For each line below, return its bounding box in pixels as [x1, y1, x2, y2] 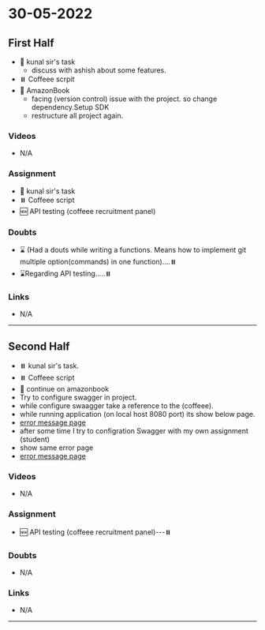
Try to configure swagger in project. [19, 392, 137, 402]
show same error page [19, 443, 94, 452]
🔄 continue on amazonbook [19, 384, 110, 393]
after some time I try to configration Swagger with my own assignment [19, 426, 248, 435]
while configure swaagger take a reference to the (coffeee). [19, 401, 215, 411]
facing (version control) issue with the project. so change [31, 94, 218, 103]
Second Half [8, 339, 70, 353]
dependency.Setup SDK [31, 103, 110, 111]
